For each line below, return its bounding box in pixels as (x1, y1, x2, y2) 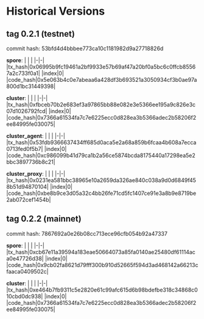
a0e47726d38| (6, 255, 44, 262)
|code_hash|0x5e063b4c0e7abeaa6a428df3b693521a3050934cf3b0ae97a (6, 76, 197, 83)
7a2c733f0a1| (6, 70, 41, 77)
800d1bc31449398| (6, 82, 56, 90)
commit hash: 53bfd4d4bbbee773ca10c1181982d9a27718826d (6, 45, 164, 52)
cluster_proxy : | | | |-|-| (6, 170, 66, 177)
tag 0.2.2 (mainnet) (6, 214, 82, 224)
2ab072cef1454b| (6, 196, 51, 203)
